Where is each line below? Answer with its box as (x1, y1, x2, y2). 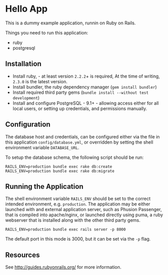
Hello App (5, 3, 48, 15)
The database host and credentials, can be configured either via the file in (5, 133, 160, 140)
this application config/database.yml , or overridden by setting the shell (5, 139, 153, 145)
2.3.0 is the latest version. (12, 78, 68, 84)
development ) (12, 94, 40, 100)
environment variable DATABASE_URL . (5, 144, 80, 150)
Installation (5, 59, 42, 68)
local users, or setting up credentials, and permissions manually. (12, 105, 147, 112)
